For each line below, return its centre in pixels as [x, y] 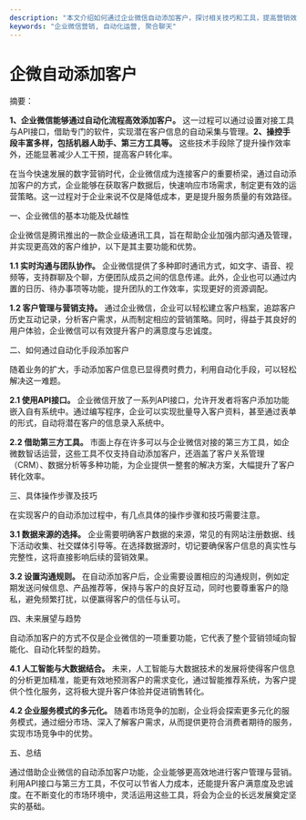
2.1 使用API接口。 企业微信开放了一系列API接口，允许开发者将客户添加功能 [149, 400]
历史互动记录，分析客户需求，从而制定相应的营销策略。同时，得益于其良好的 [153, 319]
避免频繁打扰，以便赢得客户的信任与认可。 [105, 599]
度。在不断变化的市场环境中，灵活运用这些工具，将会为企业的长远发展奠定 [149, 795]
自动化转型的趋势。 [69, 649]
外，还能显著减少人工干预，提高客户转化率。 [93, 155]
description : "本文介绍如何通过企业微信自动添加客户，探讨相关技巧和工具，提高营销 [150, 18]
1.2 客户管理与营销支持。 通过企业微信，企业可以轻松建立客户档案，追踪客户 [153, 308]
